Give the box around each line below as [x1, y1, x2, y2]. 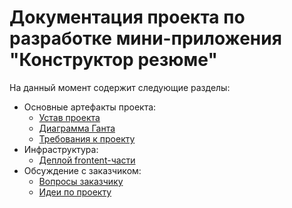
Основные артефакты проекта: [23, 101, 157, 113]
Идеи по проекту [38, 186, 112, 198]
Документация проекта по [9, 6, 246, 29]
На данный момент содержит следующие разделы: [9, 81, 231, 93]
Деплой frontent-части [38, 154, 136, 166]
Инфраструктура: [23, 143, 99, 155]
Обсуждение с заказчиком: [23, 164, 142, 176]
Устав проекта [38, 111, 101, 123]
